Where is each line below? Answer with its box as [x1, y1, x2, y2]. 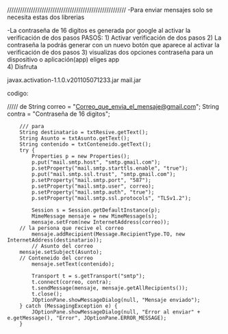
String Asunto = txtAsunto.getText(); [19, 135, 130, 142]
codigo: [7, 89, 29, 97]
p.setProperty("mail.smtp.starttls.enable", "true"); [31, 165, 188, 172]
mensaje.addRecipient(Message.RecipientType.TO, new [31, 231, 186, 237]
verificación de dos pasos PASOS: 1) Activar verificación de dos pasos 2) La [7, 34, 222, 42]
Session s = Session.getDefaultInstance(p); [31, 207, 161, 214]
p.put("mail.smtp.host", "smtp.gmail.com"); [31, 159, 161, 166]
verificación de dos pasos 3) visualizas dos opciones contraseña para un [7, 48, 214, 56]
